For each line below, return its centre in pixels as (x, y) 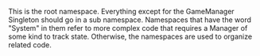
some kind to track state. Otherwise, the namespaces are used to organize (130, 36)
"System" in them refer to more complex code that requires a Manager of (128, 28)
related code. (30, 45)
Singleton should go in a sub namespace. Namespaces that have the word (130, 20)
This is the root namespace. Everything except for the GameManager (121, 11)
